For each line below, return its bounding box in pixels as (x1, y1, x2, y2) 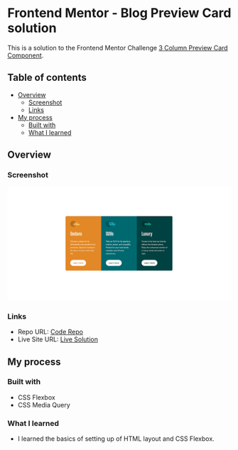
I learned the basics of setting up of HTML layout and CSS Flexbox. (17, 434, 215, 443)
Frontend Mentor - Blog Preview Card (7, 5, 232, 21)
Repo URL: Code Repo (17, 328, 84, 336)
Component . (7, 51, 44, 60)
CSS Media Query (17, 400, 70, 409)
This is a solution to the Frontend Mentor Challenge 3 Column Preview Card (7, 43, 229, 52)
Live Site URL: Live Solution (17, 335, 98, 344)
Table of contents (7, 72, 87, 84)
